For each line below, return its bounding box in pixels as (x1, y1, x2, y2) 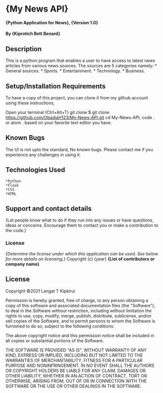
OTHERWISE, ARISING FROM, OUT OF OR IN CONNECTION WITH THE (5, 378, 147, 384)
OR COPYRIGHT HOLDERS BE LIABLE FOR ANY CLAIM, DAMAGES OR (5, 367, 146, 374)
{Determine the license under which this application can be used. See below (5, 251, 158, 256)
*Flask (5, 183, 19, 188)
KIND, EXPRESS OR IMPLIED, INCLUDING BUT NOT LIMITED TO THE (5, 352, 143, 358)
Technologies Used (5, 166, 65, 174)
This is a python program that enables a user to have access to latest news (5, 58, 155, 63)
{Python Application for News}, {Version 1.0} (5, 19, 98, 25)
